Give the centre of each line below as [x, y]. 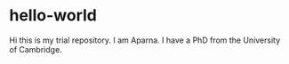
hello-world [53, 16]
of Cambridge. [36, 49]
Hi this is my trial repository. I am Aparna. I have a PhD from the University [145, 40]
